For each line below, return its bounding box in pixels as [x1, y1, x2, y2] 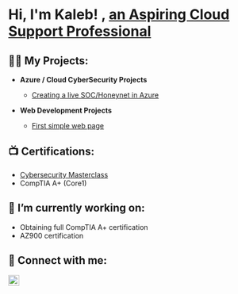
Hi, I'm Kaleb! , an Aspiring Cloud [8, 6, 230, 24]
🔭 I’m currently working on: [8, 201, 145, 215]
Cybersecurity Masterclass [19, 170, 109, 179]
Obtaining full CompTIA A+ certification [19, 222, 148, 231]
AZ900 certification [19, 231, 84, 240]
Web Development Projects [19, 105, 113, 115]
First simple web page [31, 121, 105, 130]
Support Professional [8, 22, 152, 40]
